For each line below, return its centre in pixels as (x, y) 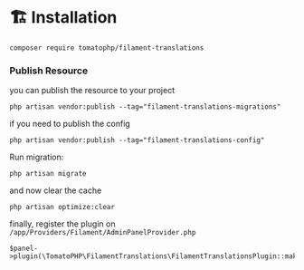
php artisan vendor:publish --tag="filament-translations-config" (137, 140)
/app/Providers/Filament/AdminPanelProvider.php (103, 233)
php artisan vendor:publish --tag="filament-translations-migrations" (145, 107)
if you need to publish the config (70, 124)
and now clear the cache (56, 190)
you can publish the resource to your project (92, 91)
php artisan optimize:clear (62, 207)
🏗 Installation (63, 18)
